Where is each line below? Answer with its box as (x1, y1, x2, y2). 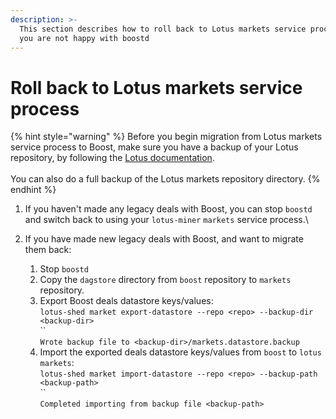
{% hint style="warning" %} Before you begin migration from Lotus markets (10, 131, 323, 143)
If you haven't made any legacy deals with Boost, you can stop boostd (24, 203, 313, 215)
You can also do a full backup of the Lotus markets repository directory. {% (10, 173, 321, 185)
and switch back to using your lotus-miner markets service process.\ (24, 214, 309, 226)
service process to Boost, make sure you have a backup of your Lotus (10, 141, 299, 153)
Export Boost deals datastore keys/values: (39, 295, 214, 307)
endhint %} (10, 184, 57, 196)
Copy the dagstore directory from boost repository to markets (39, 274, 292, 286)
